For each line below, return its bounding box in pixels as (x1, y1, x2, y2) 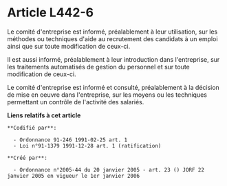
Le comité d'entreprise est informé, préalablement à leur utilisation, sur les (7, 27, 218, 36)
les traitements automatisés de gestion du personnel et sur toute (7, 62, 191, 71)
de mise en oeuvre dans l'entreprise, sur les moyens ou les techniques (7, 91, 208, 99)
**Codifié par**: (7, 124, 57, 131)
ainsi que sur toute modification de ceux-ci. (7, 42, 131, 50)
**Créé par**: (7, 154, 48, 161)
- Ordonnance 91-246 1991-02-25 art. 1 (13, 136, 128, 143)
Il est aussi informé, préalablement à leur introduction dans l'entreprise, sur (7, 55, 220, 63)
